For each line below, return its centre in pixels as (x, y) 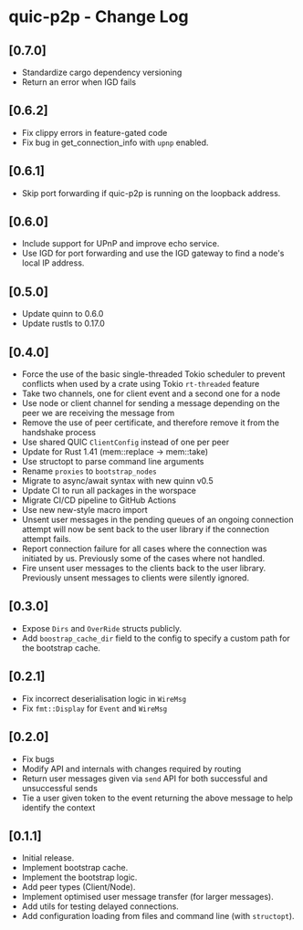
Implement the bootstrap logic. (79, 877)
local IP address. (53, 263)
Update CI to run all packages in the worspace (109, 491)
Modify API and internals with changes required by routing (131, 768)
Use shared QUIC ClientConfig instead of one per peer (125, 442)
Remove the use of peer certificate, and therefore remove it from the (151, 423)
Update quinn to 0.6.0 (63, 314)
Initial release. (48, 858)
